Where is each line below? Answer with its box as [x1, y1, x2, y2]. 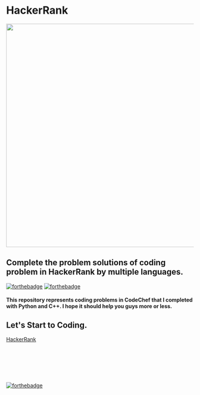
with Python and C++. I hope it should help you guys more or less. [6, 303, 173, 310]
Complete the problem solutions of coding [6, 257, 166, 268]
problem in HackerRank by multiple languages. [6, 267, 183, 277]
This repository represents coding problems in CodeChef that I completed [6, 296, 193, 304]
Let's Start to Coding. [6, 320, 87, 330]
